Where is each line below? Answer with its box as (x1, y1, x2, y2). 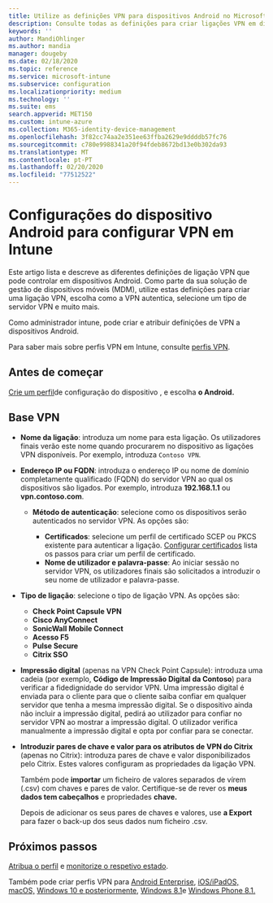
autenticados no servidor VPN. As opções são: (32, 516, 189, 526)
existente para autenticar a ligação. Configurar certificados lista (44, 540, 258, 550)
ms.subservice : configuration (8, 80, 111, 88)
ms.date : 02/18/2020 (8, 58, 79, 66)
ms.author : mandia (8, 42, 71, 50)
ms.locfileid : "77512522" (8, 171, 96, 179)
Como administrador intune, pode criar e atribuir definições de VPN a (8, 317, 240, 327)
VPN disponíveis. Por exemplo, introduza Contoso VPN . (19, 449, 201, 460)
